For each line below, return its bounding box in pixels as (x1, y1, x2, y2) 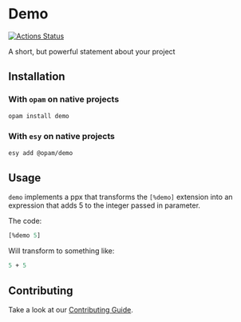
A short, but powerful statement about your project (8, 46, 176, 56)
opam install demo (8, 112, 69, 120)
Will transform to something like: (8, 246, 115, 256)
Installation (8, 70, 65, 84)
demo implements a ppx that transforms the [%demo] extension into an (8, 193, 233, 202)
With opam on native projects (8, 93, 120, 105)
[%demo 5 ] (8, 232, 41, 240)
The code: (8, 217, 42, 226)
